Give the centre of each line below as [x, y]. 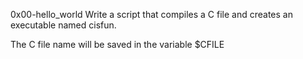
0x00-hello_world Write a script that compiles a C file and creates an [151, 14]
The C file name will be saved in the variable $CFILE [117, 44]
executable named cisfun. [63, 25]
